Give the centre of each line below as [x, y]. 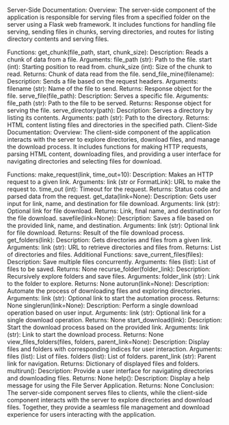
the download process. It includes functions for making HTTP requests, [108, 147]
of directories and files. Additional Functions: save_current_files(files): [105, 255]
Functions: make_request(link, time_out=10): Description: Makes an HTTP [110, 175]
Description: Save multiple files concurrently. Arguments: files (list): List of [111, 262]
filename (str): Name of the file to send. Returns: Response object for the [109, 89]
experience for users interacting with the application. [81, 414]
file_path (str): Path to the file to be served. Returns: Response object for [109, 103]
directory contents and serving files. [58, 39]
